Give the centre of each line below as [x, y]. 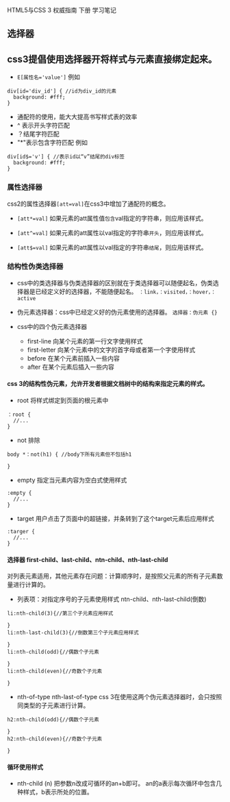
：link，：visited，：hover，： [177, 292]
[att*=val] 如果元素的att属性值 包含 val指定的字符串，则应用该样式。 [112, 218]
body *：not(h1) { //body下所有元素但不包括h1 [69, 454]
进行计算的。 [31, 585]
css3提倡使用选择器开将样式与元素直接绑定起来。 [112, 59]
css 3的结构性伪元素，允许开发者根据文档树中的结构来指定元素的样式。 [108, 384]
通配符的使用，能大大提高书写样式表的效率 [77, 117]
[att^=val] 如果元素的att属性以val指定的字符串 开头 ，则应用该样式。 [112, 232]
